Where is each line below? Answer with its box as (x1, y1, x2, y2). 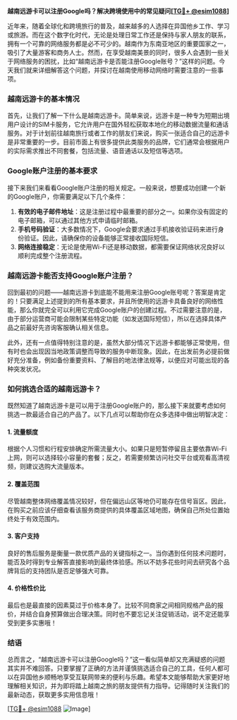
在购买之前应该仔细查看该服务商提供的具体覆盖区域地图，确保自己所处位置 (7, 506, 224, 514)
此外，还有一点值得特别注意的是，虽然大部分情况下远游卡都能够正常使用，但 (7, 338, 230, 346)
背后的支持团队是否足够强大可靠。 (13, 566, 113, 575)
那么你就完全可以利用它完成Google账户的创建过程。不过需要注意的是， (19, 305, 226, 314)
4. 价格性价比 (7, 584, 46, 592)
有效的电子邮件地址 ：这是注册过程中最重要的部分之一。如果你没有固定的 (17, 207, 228, 216)
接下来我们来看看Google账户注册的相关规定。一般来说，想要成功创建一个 (7, 183, 220, 192)
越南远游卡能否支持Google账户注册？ (7, 271, 134, 281)
